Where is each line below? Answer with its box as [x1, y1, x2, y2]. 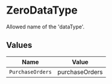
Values [6, 40, 33, 50]
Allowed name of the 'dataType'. [6, 23, 85, 30]
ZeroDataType [6, 4, 78, 17]
